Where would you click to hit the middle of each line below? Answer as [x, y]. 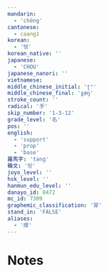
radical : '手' [28, 107]
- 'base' [27, 153]
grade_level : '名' [34, 119]
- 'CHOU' [27, 67]
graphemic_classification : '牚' [55, 206]
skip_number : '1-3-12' [41, 113]
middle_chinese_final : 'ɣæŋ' [50, 93]
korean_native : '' [34, 54]
